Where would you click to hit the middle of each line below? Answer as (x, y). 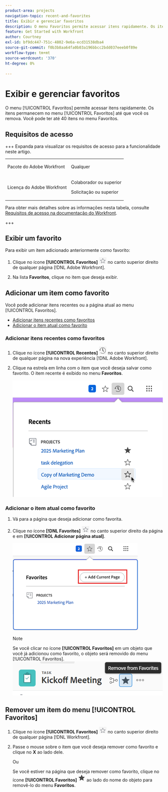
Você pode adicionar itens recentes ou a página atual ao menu (69, 305)
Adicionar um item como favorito (57, 293)
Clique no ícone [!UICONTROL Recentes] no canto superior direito (85, 353)
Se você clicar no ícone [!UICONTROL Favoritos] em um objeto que (82, 648)
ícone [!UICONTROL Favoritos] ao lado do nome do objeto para (82, 780)
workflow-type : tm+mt (28, 53)
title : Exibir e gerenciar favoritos (44, 21)
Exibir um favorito (33, 238)
